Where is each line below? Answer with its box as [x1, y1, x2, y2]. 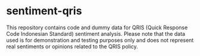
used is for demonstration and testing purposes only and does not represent [6, 36, 194, 43]
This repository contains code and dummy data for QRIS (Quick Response [6, 24, 188, 31]
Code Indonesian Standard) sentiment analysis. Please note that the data [6, 30, 186, 37]
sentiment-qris [6, 4, 82, 18]
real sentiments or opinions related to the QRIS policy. [6, 43, 139, 50]
